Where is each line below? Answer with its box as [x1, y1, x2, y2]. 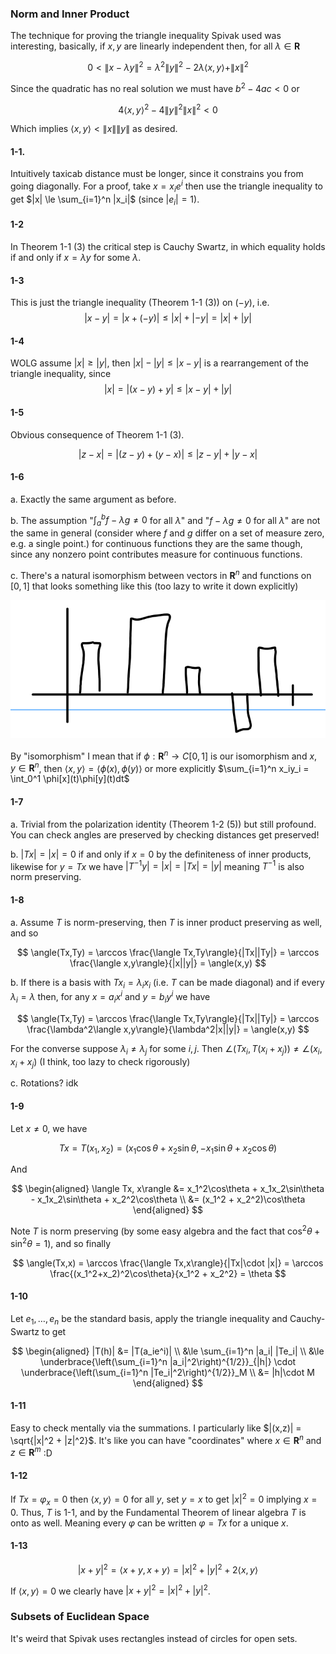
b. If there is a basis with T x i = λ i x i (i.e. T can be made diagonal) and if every [10, 976, 325, 991]
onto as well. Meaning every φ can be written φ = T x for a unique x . [10, 1517, 289, 1529]
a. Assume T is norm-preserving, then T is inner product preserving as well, [10, 916, 323, 928]
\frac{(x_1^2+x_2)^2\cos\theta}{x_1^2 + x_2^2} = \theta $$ [49, 1267, 287, 1279]
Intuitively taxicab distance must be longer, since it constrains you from [10, 168, 304, 180]
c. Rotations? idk [10, 1077, 79, 1089]
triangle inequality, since [10, 368, 112, 380]
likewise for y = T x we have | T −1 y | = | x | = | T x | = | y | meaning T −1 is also [10, 858, 305, 872]
